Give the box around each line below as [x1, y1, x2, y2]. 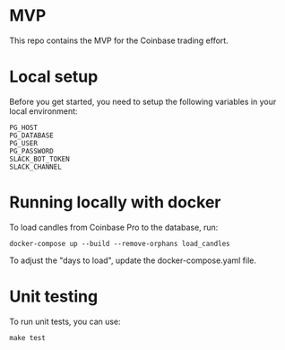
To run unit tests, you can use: [9, 316, 121, 327]
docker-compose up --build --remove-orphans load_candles [9, 239, 230, 248]
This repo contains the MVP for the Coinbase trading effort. [9, 35, 229, 46]
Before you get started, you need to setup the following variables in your [9, 96, 277, 107]
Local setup [9, 66, 99, 87]
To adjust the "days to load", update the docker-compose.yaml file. [9, 255, 257, 266]
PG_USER [9, 138, 39, 148]
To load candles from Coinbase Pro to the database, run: [9, 222, 219, 232]
